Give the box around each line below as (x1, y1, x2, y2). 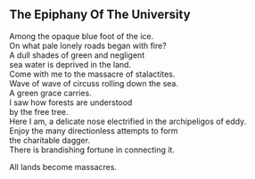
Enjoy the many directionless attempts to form (9, 125, 178, 136)
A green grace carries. (9, 87, 92, 98)
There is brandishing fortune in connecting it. (9, 144, 176, 155)
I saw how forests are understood (9, 97, 133, 108)
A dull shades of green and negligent (9, 49, 145, 61)
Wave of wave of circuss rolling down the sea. (9, 77, 179, 88)
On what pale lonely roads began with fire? (9, 40, 167, 51)
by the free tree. (9, 106, 69, 117)
